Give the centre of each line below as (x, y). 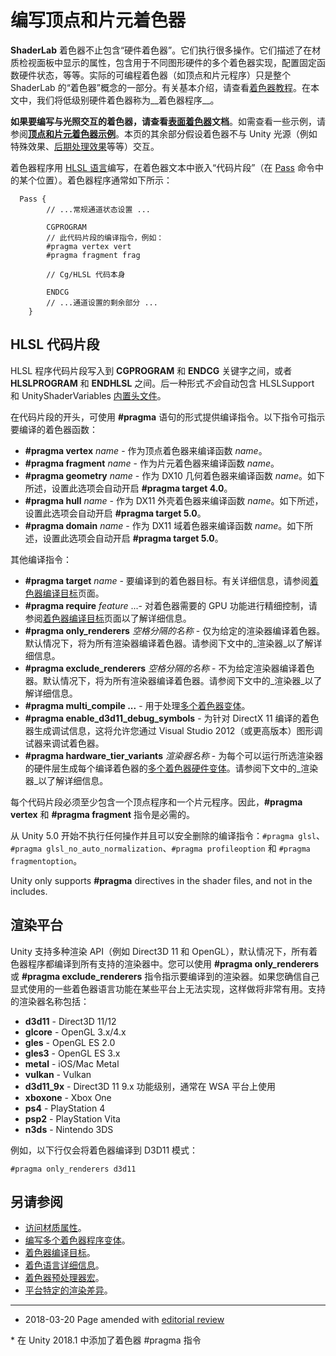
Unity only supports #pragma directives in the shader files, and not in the (161, 880)
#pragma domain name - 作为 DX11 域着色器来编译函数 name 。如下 (164, 525)
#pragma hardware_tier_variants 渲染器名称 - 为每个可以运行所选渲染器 (174, 755)
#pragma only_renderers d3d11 (73, 1169)
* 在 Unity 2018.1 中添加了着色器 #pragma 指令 (106, 1340)
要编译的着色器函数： (54, 429)
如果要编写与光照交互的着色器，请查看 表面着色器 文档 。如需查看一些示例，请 (168, 121)
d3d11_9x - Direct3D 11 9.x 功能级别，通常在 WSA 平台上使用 (150, 1086)
